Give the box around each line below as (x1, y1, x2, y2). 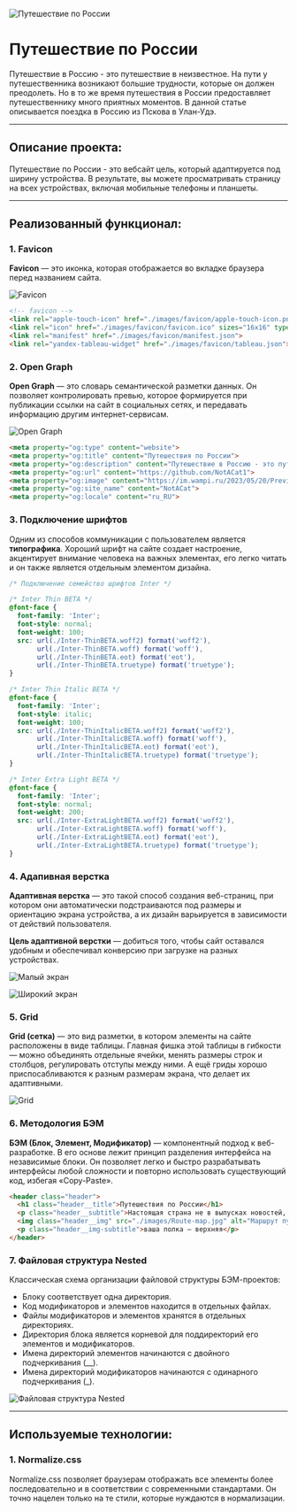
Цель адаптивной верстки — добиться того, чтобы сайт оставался (9, 935, 264, 946)
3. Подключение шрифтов (9, 513, 128, 526)
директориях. (21, 1320, 73, 1331)
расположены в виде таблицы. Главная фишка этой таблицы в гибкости (9, 1040, 281, 1051)
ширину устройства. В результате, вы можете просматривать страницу (9, 173, 281, 183)
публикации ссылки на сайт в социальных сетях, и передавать (9, 399, 247, 411)
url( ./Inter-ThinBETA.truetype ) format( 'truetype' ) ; (36, 660, 236, 670)
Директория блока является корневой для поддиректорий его (21, 1329, 259, 1340)
